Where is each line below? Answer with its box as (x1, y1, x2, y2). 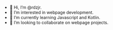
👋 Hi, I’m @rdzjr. (9, 5, 42, 10)
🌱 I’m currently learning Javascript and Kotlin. (9, 15, 100, 20)
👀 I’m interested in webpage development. (9, 10, 94, 15)
